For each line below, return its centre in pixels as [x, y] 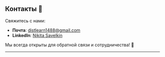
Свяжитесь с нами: [25, 20]
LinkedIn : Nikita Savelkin [37, 35]
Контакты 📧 [24, 9]
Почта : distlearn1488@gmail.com [46, 30]
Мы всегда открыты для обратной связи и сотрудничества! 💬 [69, 45]
